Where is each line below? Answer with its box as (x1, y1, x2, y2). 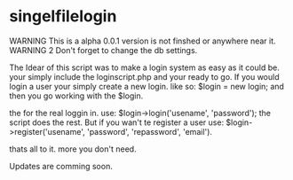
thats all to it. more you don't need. (9, 144, 137, 154)
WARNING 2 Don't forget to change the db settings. (9, 44, 198, 55)
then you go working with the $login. (9, 90, 144, 101)
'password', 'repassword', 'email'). (87, 126, 213, 137)
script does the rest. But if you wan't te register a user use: (9, 117, 225, 128)
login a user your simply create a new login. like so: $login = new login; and (9, 81, 284, 91)
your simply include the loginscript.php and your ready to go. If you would (9, 71, 280, 82)
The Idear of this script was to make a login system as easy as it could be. (9, 62, 280, 73)
